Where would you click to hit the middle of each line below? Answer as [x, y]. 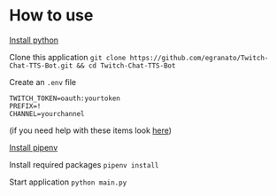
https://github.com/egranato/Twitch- [199, 58]
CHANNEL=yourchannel [47, 114]
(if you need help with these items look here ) [91, 130]
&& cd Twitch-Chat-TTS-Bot [126, 66]
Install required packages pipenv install [84, 164]
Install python [34, 40]
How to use [51, 16]
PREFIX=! [25, 106]
